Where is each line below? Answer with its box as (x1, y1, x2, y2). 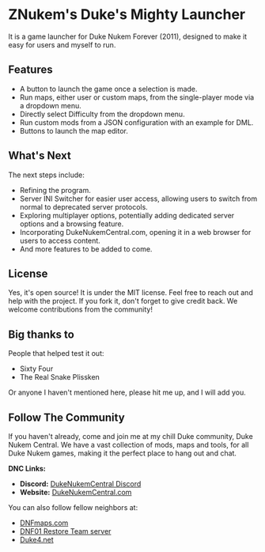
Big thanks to (8, 327, 75, 341)
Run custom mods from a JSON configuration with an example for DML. (19, 117, 254, 127)
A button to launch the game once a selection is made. (19, 84, 198, 93)
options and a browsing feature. (19, 219, 124, 229)
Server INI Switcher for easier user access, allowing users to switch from (19, 194, 258, 203)
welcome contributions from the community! (8, 304, 153, 314)
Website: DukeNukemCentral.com (19, 488, 132, 497)
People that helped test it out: (8, 349, 104, 358)
